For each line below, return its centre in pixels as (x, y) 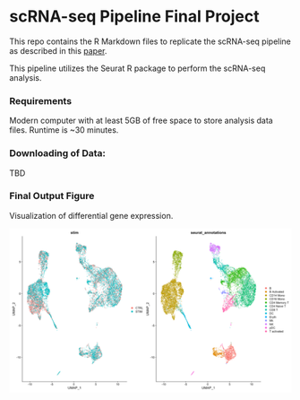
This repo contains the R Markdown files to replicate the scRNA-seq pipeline (150, 41)
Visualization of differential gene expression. (91, 215)
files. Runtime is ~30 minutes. (64, 130)
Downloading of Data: (57, 153)
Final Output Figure (52, 196)
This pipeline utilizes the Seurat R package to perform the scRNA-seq (137, 68)
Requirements (41, 100)
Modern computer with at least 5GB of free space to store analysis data (141, 121)
